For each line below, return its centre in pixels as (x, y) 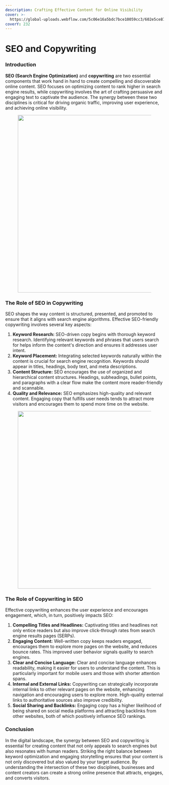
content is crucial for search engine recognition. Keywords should (81, 361)
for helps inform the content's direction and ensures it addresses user (85, 345)
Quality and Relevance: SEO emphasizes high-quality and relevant (82, 394)
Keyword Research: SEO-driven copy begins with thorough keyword (84, 334)
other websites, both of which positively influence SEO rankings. (79, 716)
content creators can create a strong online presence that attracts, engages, (84, 772)
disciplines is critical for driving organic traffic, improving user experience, (82, 102)
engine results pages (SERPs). (44, 636)
